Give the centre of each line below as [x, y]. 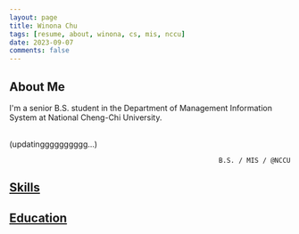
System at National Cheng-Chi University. [86, 117]
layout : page [33, 17]
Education [38, 218]
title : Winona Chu [43, 26]
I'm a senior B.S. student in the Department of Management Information [141, 108]
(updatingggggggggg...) [54, 144]
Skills [25, 188]
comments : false [39, 51]
